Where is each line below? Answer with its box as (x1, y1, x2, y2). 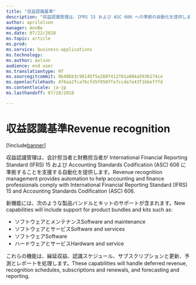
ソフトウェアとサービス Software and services (14, 225, 125, 232)
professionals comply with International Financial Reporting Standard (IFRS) (6, 181, 188, 188)
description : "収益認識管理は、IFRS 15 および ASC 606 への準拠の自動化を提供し (6, 14, 187, 20)
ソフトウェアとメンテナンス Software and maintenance (14, 218, 146, 225)
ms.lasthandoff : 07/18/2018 (6, 90, 75, 96)
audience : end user (6, 62, 54, 69)
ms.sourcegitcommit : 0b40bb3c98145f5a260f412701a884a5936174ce (6, 74, 163, 79)
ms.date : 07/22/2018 (6, 30, 57, 36)
